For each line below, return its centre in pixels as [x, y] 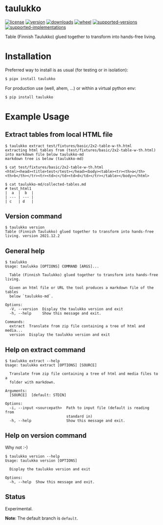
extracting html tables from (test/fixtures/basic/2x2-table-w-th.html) [81, 150]
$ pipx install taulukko [30, 79]
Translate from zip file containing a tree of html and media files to [84, 374]
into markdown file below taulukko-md [44, 154]
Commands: [15, 322]
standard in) [79, 417]
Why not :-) [17, 447]
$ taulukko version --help [32, 456]
